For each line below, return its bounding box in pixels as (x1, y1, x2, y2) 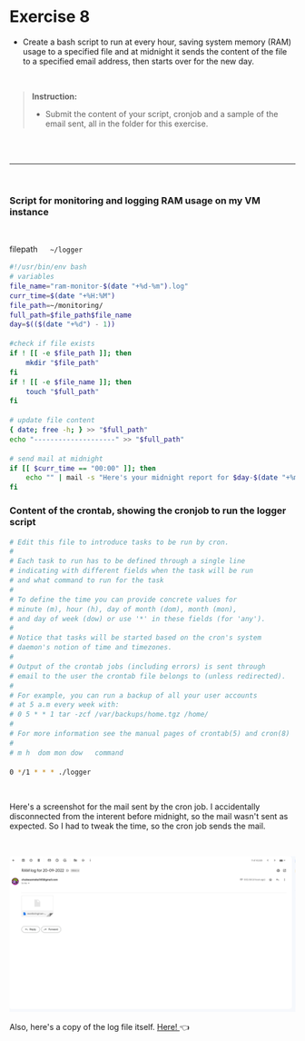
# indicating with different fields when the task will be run (9, 566, 254, 576)
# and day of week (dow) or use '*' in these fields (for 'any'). (9, 614, 266, 623)
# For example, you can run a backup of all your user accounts (9, 690, 258, 700)
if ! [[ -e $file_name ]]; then (9, 377, 132, 387)
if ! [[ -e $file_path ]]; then (9, 349, 132, 358)
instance (9, 205, 49, 218)
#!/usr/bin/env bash (9, 263, 88, 272)
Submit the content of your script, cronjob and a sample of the (44, 108, 279, 119)
